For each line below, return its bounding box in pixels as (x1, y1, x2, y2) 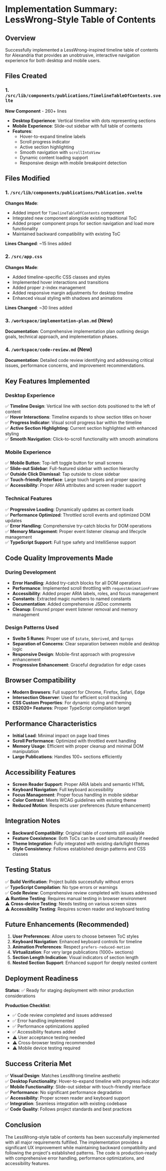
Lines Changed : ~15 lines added (5, 241, 72, 247)
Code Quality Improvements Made (5, 553, 113, 562)
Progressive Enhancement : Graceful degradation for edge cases (12, 662, 146, 668)
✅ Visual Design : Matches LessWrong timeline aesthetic (5, 1073, 121, 1079)
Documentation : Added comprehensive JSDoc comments (12, 601, 131, 607)
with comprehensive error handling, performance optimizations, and (5, 1155, 145, 1161)
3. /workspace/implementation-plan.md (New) (5, 317, 113, 324)
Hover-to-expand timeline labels (19, 133, 86, 139)
